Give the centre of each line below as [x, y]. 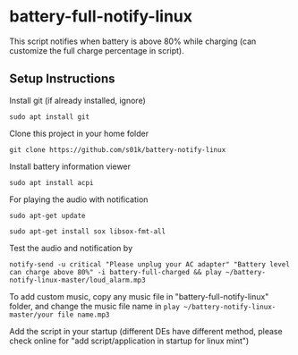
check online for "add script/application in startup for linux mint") [129, 341]
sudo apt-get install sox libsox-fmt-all [88, 231]
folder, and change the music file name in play [95, 306]
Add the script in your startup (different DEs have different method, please [146, 331]
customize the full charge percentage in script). [97, 50]
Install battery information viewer [70, 166]
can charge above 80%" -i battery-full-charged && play [115, 272]
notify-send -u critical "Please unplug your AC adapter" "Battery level [150, 264]
